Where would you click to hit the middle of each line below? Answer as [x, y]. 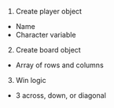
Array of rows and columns [59, 65]
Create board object [48, 50]
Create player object [49, 11]
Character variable [46, 35]
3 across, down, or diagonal [61, 95]
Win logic [31, 80]
